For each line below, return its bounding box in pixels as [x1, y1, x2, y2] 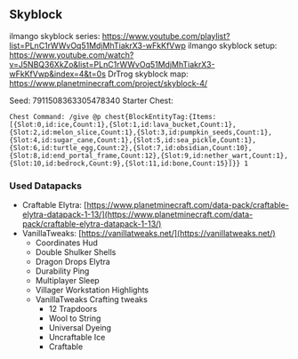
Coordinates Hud [35, 237, 98, 248]
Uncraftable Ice [48, 332, 106, 343]
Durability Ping [35, 266, 90, 276]
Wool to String [48, 313, 101, 323]
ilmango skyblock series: [9, 30, 101, 41]
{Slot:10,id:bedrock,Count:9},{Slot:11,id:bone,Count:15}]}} [9, 159, 241, 168]
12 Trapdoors [48, 304, 98, 315]
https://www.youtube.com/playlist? [101, 30, 230, 41]
